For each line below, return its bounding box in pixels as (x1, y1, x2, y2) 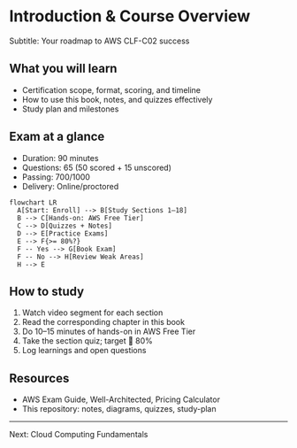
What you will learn (9, 61, 118, 76)
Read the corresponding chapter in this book (21, 317, 186, 328)
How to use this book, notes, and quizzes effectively (21, 94, 213, 104)
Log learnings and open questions (21, 345, 147, 356)
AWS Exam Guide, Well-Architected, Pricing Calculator (21, 394, 221, 405)
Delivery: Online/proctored (21, 181, 119, 191)
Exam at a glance (9, 129, 105, 144)
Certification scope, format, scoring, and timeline (21, 84, 202, 95)
